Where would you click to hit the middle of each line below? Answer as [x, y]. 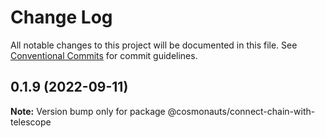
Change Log [61, 17]
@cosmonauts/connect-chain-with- [241, 111]
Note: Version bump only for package [88, 111]
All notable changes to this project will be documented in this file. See [154, 45]
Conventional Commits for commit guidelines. [104, 55]
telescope [31, 122]
